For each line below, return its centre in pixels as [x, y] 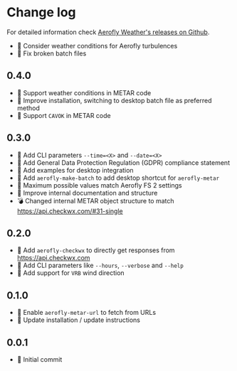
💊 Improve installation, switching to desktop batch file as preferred [114, 100]
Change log [41, 12]
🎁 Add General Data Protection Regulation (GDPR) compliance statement [123, 162]
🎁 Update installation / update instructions [78, 320]
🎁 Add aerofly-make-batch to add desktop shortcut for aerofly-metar [118, 178]
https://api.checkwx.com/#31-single [70, 211]
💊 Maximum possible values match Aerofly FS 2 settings [99, 185]
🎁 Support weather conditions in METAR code [84, 92]
